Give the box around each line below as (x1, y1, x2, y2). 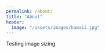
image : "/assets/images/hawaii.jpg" (11, 24, 100, 31)
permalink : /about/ (6, 8, 53, 14)
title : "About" (6, 14, 43, 20)
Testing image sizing (6, 40, 56, 47)
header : (6, 19, 25, 25)
